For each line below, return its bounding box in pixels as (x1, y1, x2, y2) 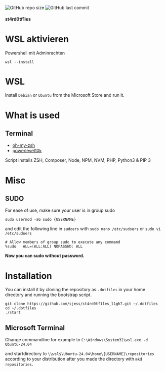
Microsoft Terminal (5, 323, 65, 332)
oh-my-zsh (12, 142, 36, 148)
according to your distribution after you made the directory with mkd (5, 356, 142, 362)
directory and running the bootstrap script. (5, 292, 92, 298)
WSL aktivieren (5, 33, 69, 45)
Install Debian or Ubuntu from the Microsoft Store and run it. (5, 92, 124, 98)
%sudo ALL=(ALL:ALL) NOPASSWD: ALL (5, 244, 83, 249)
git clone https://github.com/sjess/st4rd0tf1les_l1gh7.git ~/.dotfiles (5, 302, 158, 307)
